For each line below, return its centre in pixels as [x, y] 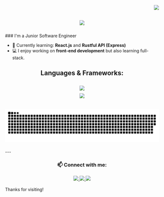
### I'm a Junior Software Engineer [41, 36]
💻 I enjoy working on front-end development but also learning [76, 50]
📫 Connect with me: [82, 165]
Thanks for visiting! [24, 190]
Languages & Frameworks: [82, 73]
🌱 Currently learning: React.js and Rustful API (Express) [69, 45]
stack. [18, 58]
